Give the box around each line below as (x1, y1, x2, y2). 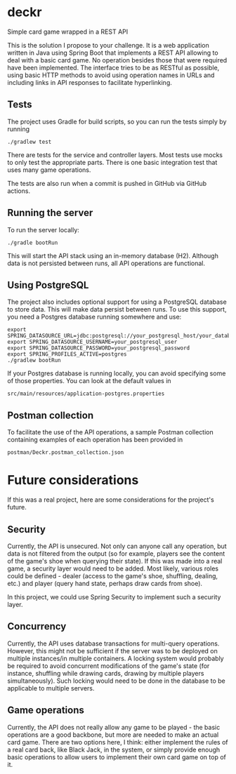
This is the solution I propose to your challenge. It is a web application (7, 41, 209, 49)
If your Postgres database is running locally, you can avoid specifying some (7, 369, 226, 378)
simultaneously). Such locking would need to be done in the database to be (7, 676, 226, 685)
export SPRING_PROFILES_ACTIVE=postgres (7, 351, 128, 358)
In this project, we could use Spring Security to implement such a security (7, 592, 221, 601)
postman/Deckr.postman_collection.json (7, 449, 124, 456)
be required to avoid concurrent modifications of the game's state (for (7, 661, 210, 670)
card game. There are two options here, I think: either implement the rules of (7, 738, 228, 746)
